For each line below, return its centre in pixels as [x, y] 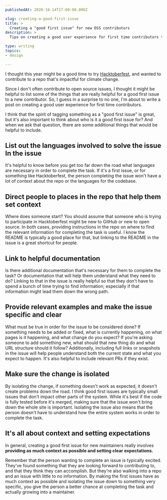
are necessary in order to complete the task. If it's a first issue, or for [75, 171]
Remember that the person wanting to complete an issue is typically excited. [83, 460]
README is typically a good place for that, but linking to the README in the [82, 238]
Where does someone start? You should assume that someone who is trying [83, 216]
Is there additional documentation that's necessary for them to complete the [83, 271]
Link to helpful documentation [53, 258]
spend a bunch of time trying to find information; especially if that [72, 286]
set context [23, 204]
